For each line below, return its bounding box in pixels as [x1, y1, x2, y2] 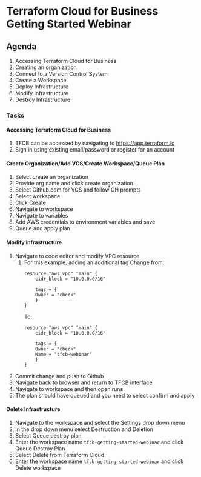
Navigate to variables [15, 212, 68, 219]
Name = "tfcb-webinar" [35, 351, 93, 357]
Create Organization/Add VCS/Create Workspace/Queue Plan [6, 159, 165, 167]
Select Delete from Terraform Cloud [15, 451, 105, 458]
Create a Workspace [15, 77, 67, 84]
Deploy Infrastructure [15, 83, 68, 90]
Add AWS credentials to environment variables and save [15, 218, 156, 225]
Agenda [6, 41, 37, 52]
